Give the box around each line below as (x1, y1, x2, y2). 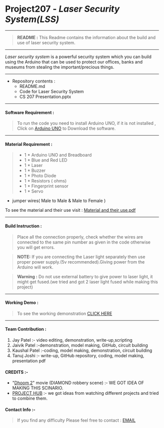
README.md (19, 83, 45, 89)
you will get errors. (17, 244, 55, 250)
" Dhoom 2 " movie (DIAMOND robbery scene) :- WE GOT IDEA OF (12, 380, 144, 386)
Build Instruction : (5, 223, 42, 229)
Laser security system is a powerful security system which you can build (5, 54, 152, 60)
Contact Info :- (5, 407, 36, 412)
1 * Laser (24, 163, 43, 168)
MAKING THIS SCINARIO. (12, 385, 63, 391)
